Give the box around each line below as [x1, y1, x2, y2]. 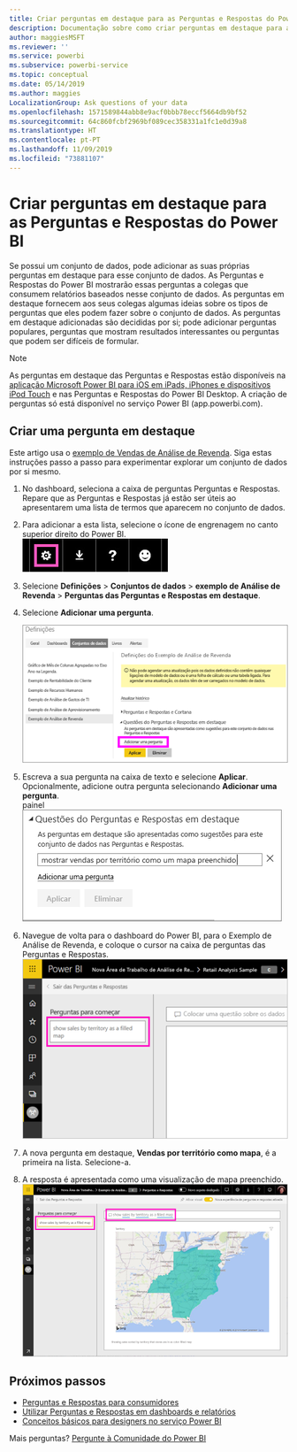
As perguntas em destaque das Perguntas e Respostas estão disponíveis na [9, 370, 286, 380]
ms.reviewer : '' [9, 42, 69, 51]
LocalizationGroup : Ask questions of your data [9, 98, 188, 107]
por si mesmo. [9, 465, 62, 477]
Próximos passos [9, 1374, 106, 1389]
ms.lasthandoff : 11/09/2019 [9, 145, 113, 154]
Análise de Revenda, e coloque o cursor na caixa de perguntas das [21, 940, 266, 950]
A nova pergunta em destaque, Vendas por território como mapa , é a [21, 1148, 277, 1158]
